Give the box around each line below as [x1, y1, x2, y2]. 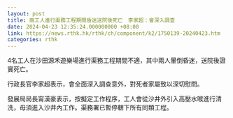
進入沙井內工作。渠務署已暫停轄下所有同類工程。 [31, 103, 173, 112]
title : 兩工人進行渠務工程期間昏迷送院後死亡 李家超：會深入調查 [7, 17, 176, 24]
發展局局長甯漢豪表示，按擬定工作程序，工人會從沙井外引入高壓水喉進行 [7, 95, 216, 103]
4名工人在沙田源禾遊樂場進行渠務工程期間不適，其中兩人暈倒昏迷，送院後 [7, 57, 220, 65]
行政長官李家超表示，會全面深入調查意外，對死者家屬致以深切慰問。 [7, 80, 204, 88]
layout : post [7, 10, 45, 17]
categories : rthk [7, 36, 58, 43]
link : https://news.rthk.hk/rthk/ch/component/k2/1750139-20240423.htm [7, 29, 220, 37]
